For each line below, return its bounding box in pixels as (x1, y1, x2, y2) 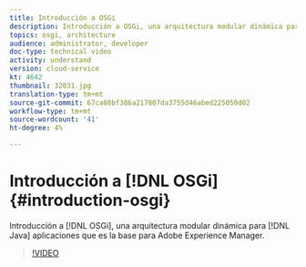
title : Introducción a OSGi (9, 13, 117, 23)
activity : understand (9, 56, 92, 65)
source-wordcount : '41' (9, 115, 100, 124)
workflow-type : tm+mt (9, 107, 92, 116)
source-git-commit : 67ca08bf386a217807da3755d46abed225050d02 (9, 98, 250, 108)
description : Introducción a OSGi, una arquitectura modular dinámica (9, 22, 283, 31)
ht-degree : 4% (9, 124, 64, 133)
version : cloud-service (9, 65, 100, 74)
